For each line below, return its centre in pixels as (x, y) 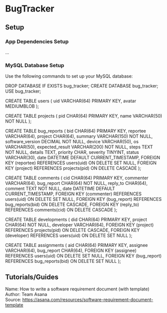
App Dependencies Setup (37, 42)
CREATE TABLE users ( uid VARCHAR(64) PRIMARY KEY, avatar (71, 101)
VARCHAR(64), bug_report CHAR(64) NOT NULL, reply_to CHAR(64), (76, 183)
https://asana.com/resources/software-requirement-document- (88, 299)
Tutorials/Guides (32, 277)
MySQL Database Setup (35, 65)
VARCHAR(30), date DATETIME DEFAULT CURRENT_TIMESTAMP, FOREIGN (83, 158)
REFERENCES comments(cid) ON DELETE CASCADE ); (61, 210)
